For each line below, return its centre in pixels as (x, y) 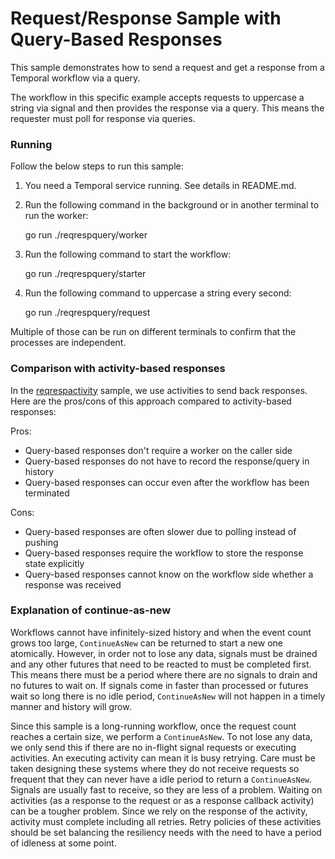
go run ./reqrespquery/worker (86, 235)
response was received (73, 584)
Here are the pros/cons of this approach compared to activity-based (151, 401)
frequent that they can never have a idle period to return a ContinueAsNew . (161, 779)
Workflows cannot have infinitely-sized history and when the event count (161, 632)
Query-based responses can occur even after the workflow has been (167, 482)
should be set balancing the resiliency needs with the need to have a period (166, 832)
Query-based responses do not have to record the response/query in (167, 461)
